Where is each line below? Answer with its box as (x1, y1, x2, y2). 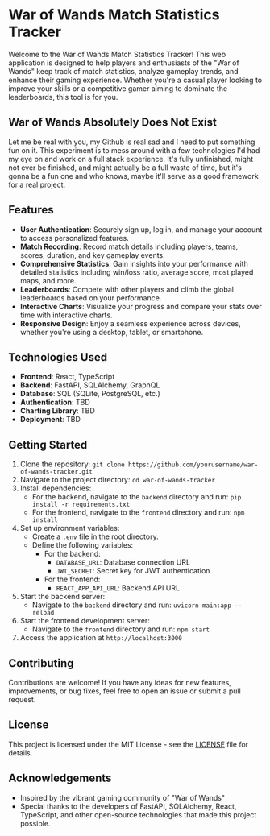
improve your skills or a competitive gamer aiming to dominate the (8, 83, 228, 93)
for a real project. (8, 180, 66, 189)
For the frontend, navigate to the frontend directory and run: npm (31, 507, 245, 517)
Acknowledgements (8, 772, 112, 785)
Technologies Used (8, 350, 107, 364)
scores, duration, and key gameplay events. (19, 250, 165, 259)
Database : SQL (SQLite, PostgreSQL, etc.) (19, 389, 161, 399)
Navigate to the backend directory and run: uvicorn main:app (31, 600, 232, 610)
